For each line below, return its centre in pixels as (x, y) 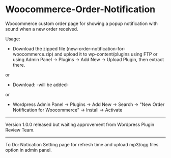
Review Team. (20, 130)
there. (19, 65)
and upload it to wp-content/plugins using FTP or (106, 54)
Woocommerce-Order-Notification (80, 9)
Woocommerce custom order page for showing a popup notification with (81, 23)
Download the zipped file (39, 48)
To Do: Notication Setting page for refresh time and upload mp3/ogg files (82, 144)
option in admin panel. (28, 150)
